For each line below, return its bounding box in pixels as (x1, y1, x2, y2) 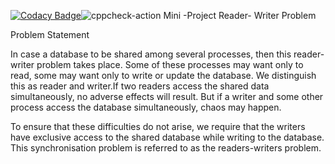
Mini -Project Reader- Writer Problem (163, 10, 317, 21)
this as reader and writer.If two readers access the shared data (10, 80, 270, 92)
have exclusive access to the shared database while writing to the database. (10, 131, 325, 143)
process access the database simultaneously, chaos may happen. (10, 101, 282, 113)
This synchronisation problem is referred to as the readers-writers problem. (10, 142, 322, 154)
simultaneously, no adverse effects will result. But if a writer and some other (10, 91, 324, 102)
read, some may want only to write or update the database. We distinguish (10, 70, 317, 81)
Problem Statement (10, 29, 90, 40)
